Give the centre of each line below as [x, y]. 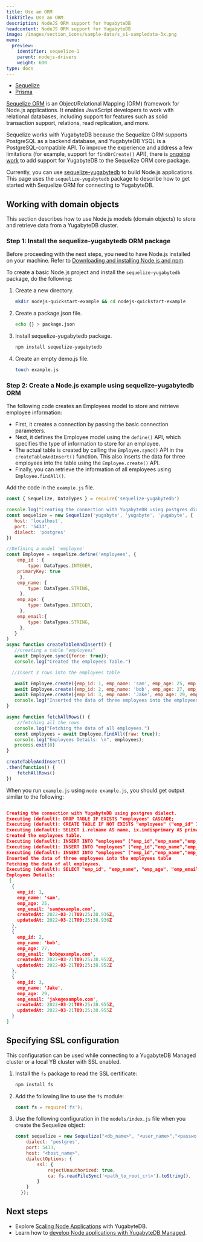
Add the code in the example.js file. [50, 488]
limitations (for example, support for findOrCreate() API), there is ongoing [98, 154]
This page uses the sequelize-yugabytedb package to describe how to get [98, 179]
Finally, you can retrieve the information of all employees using [93, 469]
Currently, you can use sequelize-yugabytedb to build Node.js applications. [100, 172]
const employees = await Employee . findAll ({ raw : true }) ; [88, 734]
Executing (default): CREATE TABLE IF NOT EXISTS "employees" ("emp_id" [100, 824]
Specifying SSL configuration [63, 1041]
